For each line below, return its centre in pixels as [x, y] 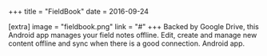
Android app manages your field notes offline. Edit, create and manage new [133, 35]
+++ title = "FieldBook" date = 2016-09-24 [79, 11]
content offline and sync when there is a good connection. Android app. [127, 43]
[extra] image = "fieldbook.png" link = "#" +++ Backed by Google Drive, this [134, 26]
